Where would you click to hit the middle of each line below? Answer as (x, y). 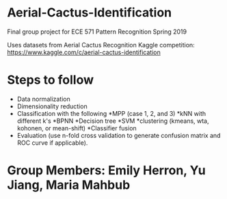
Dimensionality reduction (52, 106)
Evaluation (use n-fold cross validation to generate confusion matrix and (119, 135)
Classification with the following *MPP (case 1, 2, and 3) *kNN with (111, 113)
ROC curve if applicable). (52, 143)
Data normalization (43, 99)
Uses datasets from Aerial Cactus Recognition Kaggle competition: (101, 45)
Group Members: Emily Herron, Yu (107, 171)
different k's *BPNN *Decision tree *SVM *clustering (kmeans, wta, (113, 121)
